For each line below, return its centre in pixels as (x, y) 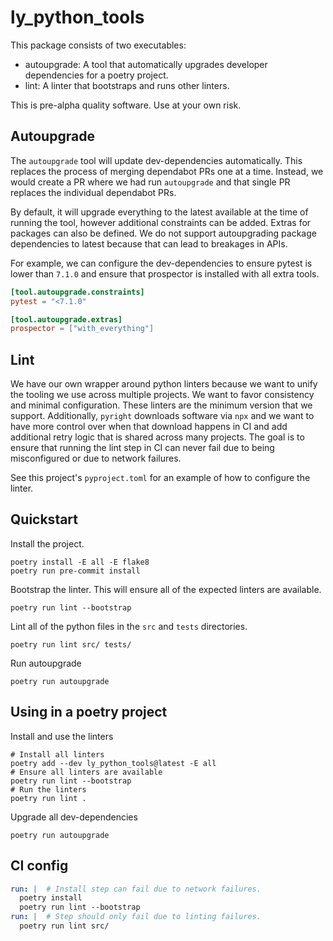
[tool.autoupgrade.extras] (66, 319)
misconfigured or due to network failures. (96, 458)
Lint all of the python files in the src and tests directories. (129, 626)
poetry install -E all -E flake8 (80, 562)
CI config (39, 866)
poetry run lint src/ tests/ (71, 644)
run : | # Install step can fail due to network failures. (136, 889)
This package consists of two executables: (98, 45)
